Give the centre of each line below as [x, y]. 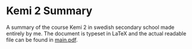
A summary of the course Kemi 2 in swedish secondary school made [90, 27]
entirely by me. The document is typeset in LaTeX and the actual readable [96, 33]
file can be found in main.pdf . [42, 40]
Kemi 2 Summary [49, 11]
